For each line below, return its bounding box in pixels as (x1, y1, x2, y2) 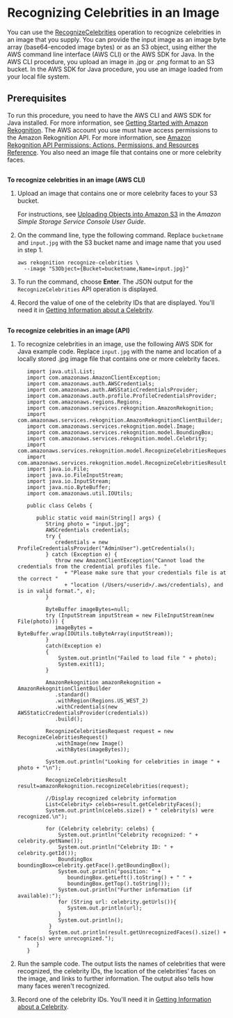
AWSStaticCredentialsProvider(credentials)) (17, 709, 149, 716)
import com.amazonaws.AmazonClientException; (26, 374, 161, 381)
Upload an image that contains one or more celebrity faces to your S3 (17, 190, 218, 198)
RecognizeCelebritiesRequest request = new (45, 727, 174, 734)
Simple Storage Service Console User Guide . (17, 217, 146, 226)
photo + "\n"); (17, 764, 62, 771)
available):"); (17, 892, 62, 900)
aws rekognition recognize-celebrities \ (17, 259, 139, 266)
